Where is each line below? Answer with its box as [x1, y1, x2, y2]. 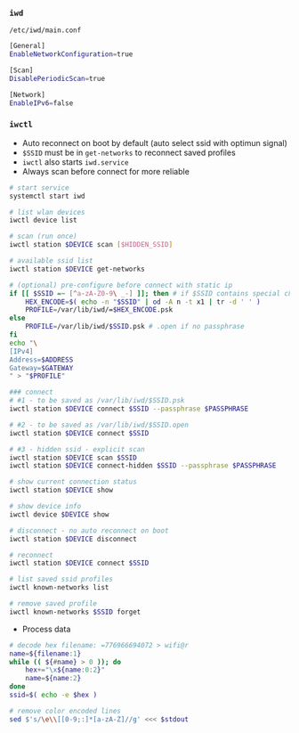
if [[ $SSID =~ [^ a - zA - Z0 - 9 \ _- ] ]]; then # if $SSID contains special [9, 289, 281, 297]
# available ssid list [9, 257, 93, 265]
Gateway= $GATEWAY [9, 363, 74, 372]
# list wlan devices [9, 208, 86, 216]
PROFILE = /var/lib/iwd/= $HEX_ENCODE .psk [25, 305, 174, 314]
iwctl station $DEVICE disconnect [9, 534, 138, 543]
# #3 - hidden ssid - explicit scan [9, 444, 145, 453]
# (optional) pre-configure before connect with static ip [9, 281, 233, 289]
